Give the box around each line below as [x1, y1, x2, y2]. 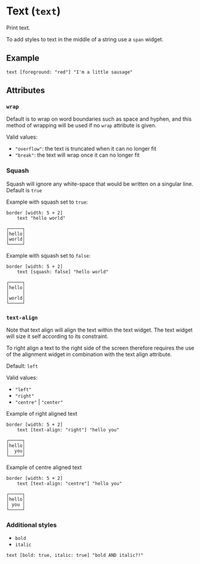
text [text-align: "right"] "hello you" [17, 427, 120, 433]
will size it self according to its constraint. [6, 333, 109, 340]
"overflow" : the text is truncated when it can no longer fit [14, 145, 157, 153]
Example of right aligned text [6, 410, 77, 417]
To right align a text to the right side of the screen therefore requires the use [6, 344, 195, 352]
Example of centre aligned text [6, 464, 82, 471]
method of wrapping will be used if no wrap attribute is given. [6, 122, 157, 129]
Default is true [6, 186, 42, 193]
